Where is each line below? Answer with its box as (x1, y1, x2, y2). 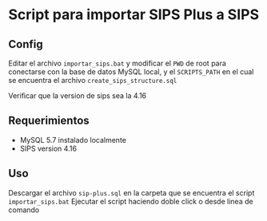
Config (8, 37, 43, 51)
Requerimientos (8, 114, 90, 128)
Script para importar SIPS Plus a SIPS (8, 6, 260, 24)
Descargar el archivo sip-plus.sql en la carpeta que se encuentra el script (8, 187, 255, 197)
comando (8, 205, 40, 215)
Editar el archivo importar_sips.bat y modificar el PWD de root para (8, 58, 226, 68)
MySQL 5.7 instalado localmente (19, 135, 126, 144)
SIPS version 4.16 (19, 144, 78, 153)
